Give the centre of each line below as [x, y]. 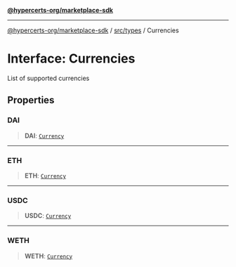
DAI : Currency [44, 136]
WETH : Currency [48, 256]
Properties [31, 100]
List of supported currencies [48, 78]
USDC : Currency [48, 216]
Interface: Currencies [71, 59]
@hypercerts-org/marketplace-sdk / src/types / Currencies [93, 30]
